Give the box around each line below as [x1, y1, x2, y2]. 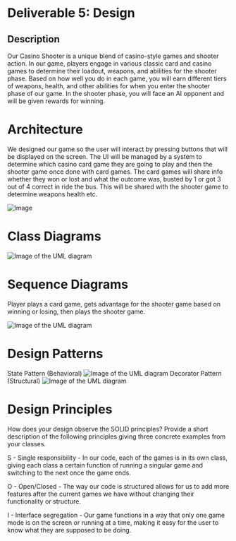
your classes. [7, 439, 46, 448]
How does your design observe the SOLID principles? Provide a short [7, 424, 209, 433]
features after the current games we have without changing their [7, 489, 195, 498]
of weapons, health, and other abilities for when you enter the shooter [7, 82, 210, 90]
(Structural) [7, 376, 41, 385]
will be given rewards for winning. [7, 97, 106, 105]
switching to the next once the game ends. [7, 468, 132, 477]
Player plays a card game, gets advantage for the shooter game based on [7, 299, 221, 308]
